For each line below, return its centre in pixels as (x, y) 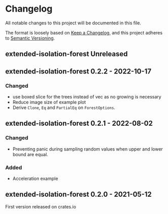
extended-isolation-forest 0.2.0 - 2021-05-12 (78, 194)
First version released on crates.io (41, 206)
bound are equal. (30, 154)
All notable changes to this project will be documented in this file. (73, 23)
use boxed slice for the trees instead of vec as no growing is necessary (87, 97)
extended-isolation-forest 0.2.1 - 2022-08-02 (79, 123)
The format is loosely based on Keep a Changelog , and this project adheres (84, 32)
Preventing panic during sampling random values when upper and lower (88, 149)
